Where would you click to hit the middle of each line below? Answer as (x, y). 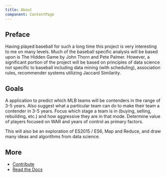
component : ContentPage (30, 14)
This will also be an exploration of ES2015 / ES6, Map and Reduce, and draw (83, 131)
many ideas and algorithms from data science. (53, 137)
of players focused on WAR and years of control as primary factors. (74, 122)
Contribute (23, 164)
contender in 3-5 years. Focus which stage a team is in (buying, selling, (78, 111)
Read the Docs (28, 169)
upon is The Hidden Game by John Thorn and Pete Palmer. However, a (78, 57)
